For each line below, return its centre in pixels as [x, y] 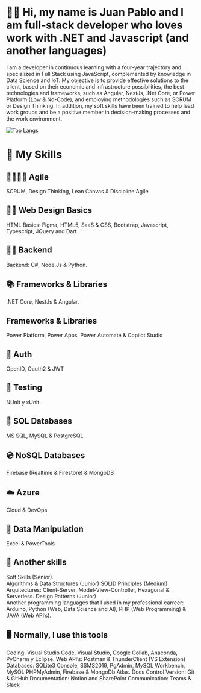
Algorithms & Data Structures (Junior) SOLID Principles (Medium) [87, 583]
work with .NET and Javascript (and [97, 38]
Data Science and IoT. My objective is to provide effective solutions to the [97, 80]
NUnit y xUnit [23, 402]
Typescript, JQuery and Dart [42, 231]
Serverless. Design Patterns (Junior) [51, 596]
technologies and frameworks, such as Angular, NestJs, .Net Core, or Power [101, 93]
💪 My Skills [34, 155]
